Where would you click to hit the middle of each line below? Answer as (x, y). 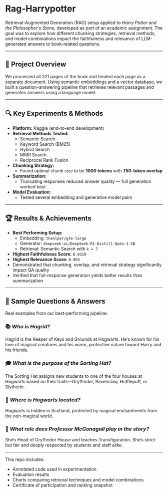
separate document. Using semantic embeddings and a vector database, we (84, 82)
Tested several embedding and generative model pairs (76, 197)
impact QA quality (31, 270)
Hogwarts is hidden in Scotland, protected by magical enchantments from (81, 411)
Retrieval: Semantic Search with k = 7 (59, 249)
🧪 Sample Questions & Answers (55, 301)
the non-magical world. (29, 416)
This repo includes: (25, 459)
